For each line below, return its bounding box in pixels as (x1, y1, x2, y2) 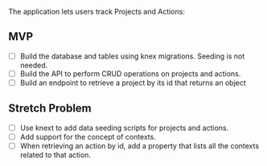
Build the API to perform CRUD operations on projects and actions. (19, 68, 241, 79)
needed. (19, 60, 48, 70)
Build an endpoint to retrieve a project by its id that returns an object (19, 78, 247, 87)
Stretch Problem (8, 102, 92, 115)
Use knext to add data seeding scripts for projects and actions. (19, 123, 229, 132)
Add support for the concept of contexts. (19, 132, 157, 141)
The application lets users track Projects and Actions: (8, 7, 185, 16)
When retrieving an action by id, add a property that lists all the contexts (19, 140, 260, 151)
